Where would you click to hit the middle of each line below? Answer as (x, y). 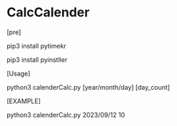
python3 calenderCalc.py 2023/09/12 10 (66, 115)
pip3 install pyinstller (37, 59)
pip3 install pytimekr (37, 46)
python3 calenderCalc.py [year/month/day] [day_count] (88, 87)
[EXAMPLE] (24, 101)
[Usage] (19, 73)
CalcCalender (48, 12)
